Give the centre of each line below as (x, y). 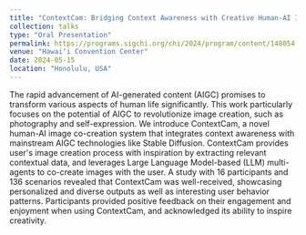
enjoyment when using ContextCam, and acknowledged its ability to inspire (151, 210)
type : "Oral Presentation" (61, 35)
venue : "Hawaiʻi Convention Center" (79, 52)
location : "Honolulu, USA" (61, 69)
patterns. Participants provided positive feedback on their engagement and (150, 200)
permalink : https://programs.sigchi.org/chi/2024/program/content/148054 (153, 43)
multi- (278, 162)
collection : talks (44, 26)
